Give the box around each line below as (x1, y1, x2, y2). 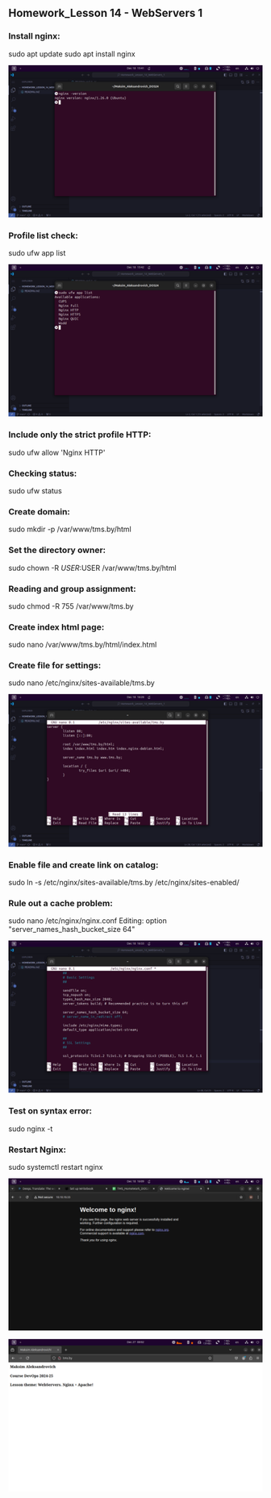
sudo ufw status (8, 485, 62, 495)
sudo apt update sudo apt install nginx (8, 48, 135, 59)
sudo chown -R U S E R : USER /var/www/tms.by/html (8, 563, 177, 572)
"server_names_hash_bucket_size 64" (8, 925, 135, 934)
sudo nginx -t (8, 1124, 53, 1134)
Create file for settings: (8, 660, 102, 672)
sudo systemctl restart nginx (8, 1163, 103, 1172)
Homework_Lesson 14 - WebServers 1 (8, 6, 203, 20)
